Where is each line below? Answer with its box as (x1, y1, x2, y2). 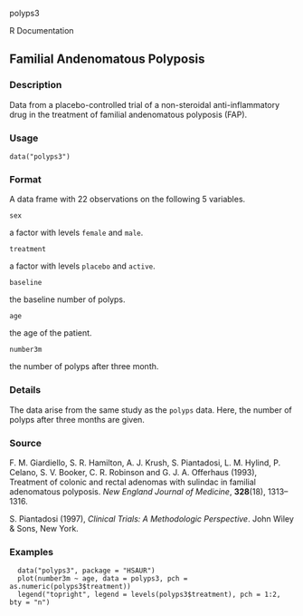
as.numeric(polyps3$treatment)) (9, 582, 131, 592)
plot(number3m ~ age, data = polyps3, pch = (17, 574, 188, 583)
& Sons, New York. (9, 523, 79, 533)
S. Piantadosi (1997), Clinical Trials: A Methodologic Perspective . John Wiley (9, 513, 294, 524)
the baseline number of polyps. (9, 294, 126, 305)
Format (9, 172, 43, 185)
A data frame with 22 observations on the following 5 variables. (9, 194, 246, 205)
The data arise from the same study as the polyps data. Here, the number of (9, 404, 292, 416)
